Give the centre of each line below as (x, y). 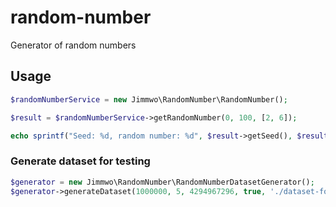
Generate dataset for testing (80, 161)
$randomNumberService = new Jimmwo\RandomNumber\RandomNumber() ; (149, 99)
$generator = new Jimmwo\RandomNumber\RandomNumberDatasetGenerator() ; (162, 182)
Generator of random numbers (73, 45)
